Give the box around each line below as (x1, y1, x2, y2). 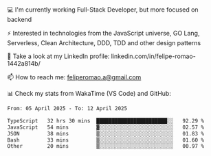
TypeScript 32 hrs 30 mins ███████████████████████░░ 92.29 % (7, 117, 205, 125)
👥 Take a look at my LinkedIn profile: (7, 52, 110, 60)
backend (7, 16, 32, 23)
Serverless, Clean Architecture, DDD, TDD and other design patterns (7, 39, 201, 47)
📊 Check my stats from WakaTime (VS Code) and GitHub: (7, 90, 172, 97)
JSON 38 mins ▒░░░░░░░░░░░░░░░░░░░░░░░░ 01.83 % (7, 130, 205, 137)
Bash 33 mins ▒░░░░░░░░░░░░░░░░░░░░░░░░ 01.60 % (7, 136, 205, 144)
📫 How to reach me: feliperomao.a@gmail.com (7, 73, 142, 81)
